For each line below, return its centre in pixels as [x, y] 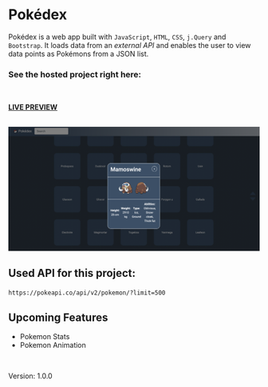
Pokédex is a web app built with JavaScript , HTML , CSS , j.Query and [117, 37]
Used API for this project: [72, 273]
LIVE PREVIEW [33, 107]
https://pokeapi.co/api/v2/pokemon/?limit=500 [87, 293]
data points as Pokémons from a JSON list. [79, 53]
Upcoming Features [58, 317]
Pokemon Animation [53, 346]
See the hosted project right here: [75, 74]
